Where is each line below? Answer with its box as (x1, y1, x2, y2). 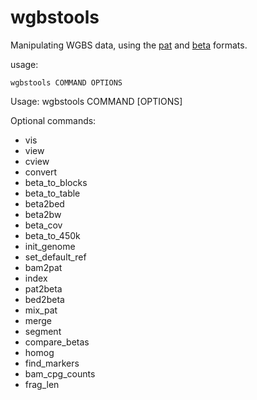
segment (24, 325, 62, 337)
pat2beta (24, 282, 63, 295)
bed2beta (24, 293, 65, 305)
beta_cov (24, 219, 63, 231)
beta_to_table (24, 187, 81, 199)
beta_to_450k (24, 229, 81, 241)
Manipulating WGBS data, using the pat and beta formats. (10, 39, 248, 51)
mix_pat (24, 304, 58, 316)
